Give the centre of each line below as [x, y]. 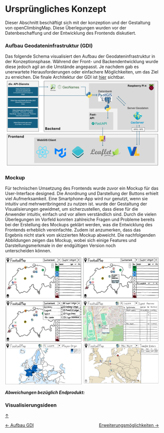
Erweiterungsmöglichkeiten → [129, 425]
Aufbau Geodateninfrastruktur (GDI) [49, 46]
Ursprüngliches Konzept [56, 9]
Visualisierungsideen [31, 405]
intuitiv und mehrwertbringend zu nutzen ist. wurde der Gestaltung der [76, 204]
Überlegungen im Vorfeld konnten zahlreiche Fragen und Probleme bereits [80, 219]
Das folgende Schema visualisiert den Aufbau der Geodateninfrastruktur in [80, 56]
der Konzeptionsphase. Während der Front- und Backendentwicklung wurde [82, 62]
